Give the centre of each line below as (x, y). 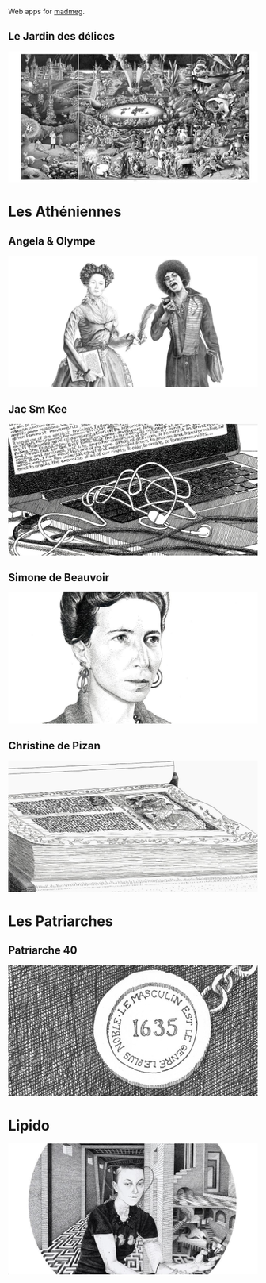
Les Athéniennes (65, 212)
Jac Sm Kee (38, 409)
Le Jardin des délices (62, 36)
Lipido (29, 1126)
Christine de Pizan (54, 746)
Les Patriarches (61, 921)
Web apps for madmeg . (47, 12)
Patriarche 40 (43, 951)
